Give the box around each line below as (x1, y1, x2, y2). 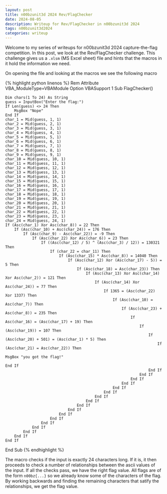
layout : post (5, 7, 32, 13)
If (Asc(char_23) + (121, 306, 162, 311)
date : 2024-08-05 (5, 17, 41, 22)
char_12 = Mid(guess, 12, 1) (5, 165, 66, 170)
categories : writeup (5, 31, 48, 36)
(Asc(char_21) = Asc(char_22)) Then (5, 346, 81, 351)
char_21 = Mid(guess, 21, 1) (5, 205, 66, 210)
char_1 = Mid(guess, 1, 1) (5, 117, 61, 122)
